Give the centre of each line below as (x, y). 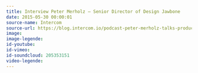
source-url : (21, 28)
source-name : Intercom (34, 22)
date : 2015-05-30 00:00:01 (39, 17)
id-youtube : (21, 45)
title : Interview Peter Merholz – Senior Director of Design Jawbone (93, 11)
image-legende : (25, 39)
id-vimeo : (18, 50)
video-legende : (25, 61)
